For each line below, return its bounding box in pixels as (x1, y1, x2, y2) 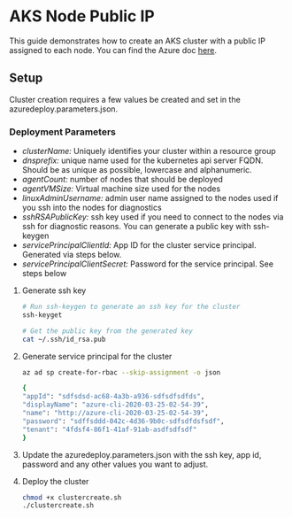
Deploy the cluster (21, 475, 89, 486)
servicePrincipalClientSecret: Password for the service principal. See (21, 259, 274, 269)
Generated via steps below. (21, 250, 122, 260)
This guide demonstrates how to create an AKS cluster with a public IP (9, 35, 266, 46)
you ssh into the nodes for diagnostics (21, 202, 162, 213)
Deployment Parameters (9, 126, 117, 138)
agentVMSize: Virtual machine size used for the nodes (21, 183, 221, 194)
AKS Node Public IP (9, 6, 155, 27)
